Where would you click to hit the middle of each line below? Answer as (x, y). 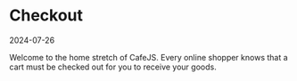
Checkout (46, 16)
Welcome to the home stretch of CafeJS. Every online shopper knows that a (148, 57)
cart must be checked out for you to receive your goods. (113, 67)
